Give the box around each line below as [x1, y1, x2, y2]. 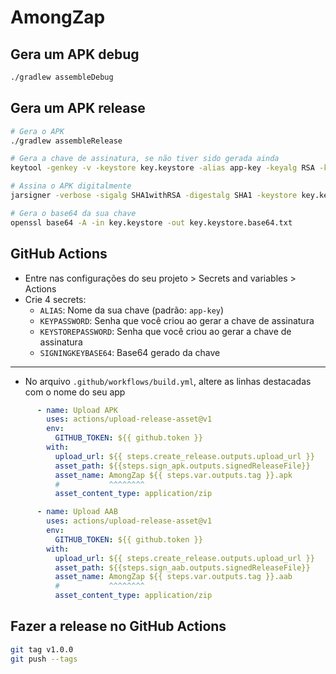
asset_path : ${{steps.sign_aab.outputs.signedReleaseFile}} [54, 562, 311, 573]
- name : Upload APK [36, 405, 118, 415]
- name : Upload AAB [36, 507, 118, 517]
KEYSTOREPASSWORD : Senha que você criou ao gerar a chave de [39, 325, 292, 337]
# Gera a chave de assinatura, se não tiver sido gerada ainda [10, 154, 280, 164]
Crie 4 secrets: [24, 293, 87, 305]
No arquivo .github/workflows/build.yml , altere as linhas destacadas [24, 375, 312, 387]
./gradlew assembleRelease [10, 136, 123, 146]
